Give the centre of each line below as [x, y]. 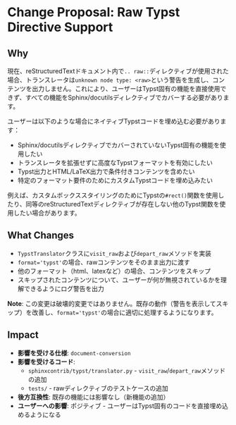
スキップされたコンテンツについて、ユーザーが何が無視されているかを [119, 280]
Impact [23, 335]
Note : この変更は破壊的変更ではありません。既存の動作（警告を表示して [112, 303]
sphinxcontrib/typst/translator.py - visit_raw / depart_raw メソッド [127, 370]
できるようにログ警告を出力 [64, 288]
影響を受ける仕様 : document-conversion [74, 352]
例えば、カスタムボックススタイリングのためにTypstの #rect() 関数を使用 [113, 195]
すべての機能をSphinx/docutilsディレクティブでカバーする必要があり [124, 97]
